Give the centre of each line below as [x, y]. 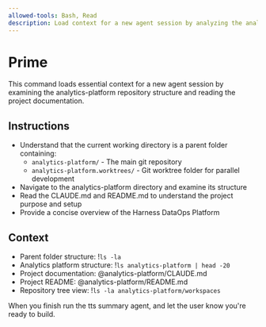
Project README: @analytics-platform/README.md [104, 282]
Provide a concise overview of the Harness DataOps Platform [120, 213]
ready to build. [32, 314]
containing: [38, 154]
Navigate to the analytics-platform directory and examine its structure [133, 187]
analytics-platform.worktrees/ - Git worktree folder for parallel [135, 171]
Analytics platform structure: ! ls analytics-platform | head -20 [125, 265]
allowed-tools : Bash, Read [53, 15]
